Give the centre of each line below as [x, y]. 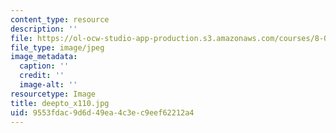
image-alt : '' [48, 85]
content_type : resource [60, 19]
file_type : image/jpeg [57, 47]
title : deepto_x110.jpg [60, 103]
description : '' [44, 29]
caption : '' [44, 66]
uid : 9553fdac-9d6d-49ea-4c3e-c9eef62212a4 [102, 112]
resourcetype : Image [53, 94]
